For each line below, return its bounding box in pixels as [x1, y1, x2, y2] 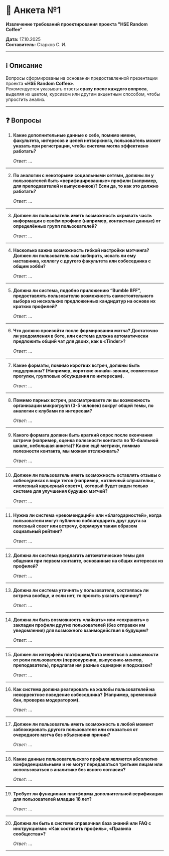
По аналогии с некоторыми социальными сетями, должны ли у [13, 172, 154, 178]
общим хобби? [13, 263, 46, 269]
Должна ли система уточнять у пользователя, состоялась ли [13, 587, 149, 593]
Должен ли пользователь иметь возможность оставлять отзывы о [13, 472, 161, 478]
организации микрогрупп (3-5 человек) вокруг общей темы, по [13, 402, 154, 408]
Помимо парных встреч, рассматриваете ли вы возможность [13, 397, 150, 403]
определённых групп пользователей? [13, 223, 97, 229]
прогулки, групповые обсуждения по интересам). [13, 373, 124, 379]
